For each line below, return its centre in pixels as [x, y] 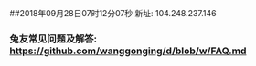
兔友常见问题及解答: [53, 39]
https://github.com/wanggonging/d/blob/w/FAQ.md [128, 51]
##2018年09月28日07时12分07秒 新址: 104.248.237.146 [113, 13]
